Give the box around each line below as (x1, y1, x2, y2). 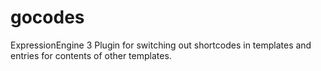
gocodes (10, 6, 85, 29)
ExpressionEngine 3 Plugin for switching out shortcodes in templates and (10, 39, 312, 51)
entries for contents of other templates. (10, 49, 172, 61)
